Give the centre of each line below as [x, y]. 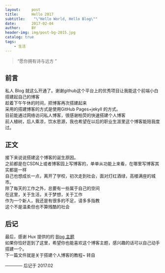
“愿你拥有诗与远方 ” [37, 61]
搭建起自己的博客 [22, 97]
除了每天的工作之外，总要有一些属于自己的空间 [52, 188]
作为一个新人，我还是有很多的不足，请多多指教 [52, 201]
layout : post [23, 10]
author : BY [21, 28]
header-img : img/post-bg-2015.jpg [41, 33]
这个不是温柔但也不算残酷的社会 [37, 207]
